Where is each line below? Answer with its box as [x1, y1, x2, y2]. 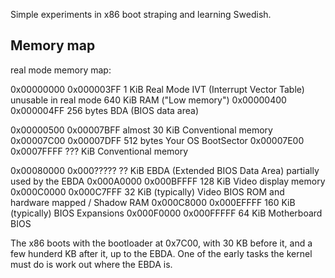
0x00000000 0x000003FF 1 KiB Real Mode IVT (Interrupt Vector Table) [10, 83, 305, 95]
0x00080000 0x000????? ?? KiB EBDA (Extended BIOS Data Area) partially [10, 164, 320, 176]
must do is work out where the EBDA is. [10, 258, 173, 270]
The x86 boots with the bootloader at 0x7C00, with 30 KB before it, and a [10, 237, 313, 249]
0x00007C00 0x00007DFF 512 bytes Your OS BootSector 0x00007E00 [10, 134, 305, 146]
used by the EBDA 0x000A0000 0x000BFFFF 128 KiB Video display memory [10, 175, 326, 187]
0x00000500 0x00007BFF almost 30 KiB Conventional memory [10, 124, 273, 136]
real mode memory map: [10, 64, 112, 76]
